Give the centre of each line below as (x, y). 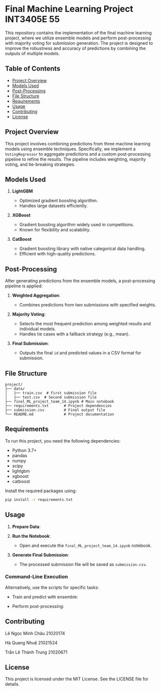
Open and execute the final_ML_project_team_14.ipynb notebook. (86, 545)
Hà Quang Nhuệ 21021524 (31, 642)
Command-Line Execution (36, 577)
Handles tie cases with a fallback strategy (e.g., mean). (74, 334)
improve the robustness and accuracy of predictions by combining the (75, 48)
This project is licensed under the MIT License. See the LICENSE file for (77, 679)
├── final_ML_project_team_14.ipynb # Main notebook (60, 402)
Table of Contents (33, 69)
